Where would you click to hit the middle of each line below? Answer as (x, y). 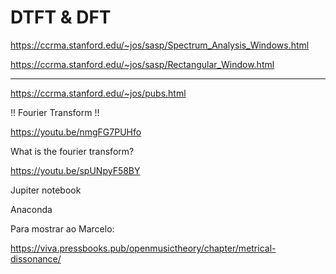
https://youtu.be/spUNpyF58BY (75, 170)
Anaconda (31, 209)
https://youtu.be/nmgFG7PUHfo (76, 132)
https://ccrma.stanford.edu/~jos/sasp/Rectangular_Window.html (142, 64)
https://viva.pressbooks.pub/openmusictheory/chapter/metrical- (143, 248)
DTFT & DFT (61, 17)
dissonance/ (36, 258)
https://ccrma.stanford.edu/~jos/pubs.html (98, 93)
